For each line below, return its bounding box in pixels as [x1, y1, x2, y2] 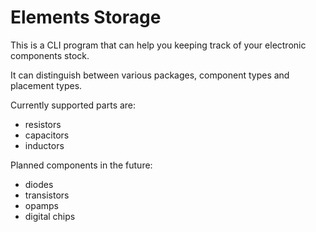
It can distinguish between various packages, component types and [10, 69, 290, 81]
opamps [24, 199, 59, 211]
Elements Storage [10, 6, 162, 29]
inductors [24, 139, 65, 151]
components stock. [10, 49, 90, 61]
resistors [24, 118, 62, 130]
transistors [24, 189, 70, 201]
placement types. [10, 79, 83, 91]
